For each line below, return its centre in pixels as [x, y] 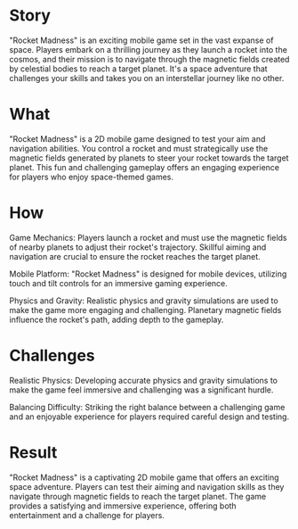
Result [33, 452]
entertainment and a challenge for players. [87, 515]
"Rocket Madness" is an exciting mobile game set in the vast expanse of [141, 40]
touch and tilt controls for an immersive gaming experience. [119, 283]
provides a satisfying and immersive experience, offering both [123, 506]
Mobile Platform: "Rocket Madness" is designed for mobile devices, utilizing [148, 274]
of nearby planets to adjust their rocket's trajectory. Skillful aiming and [138, 247]
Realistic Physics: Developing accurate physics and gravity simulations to [144, 380]
